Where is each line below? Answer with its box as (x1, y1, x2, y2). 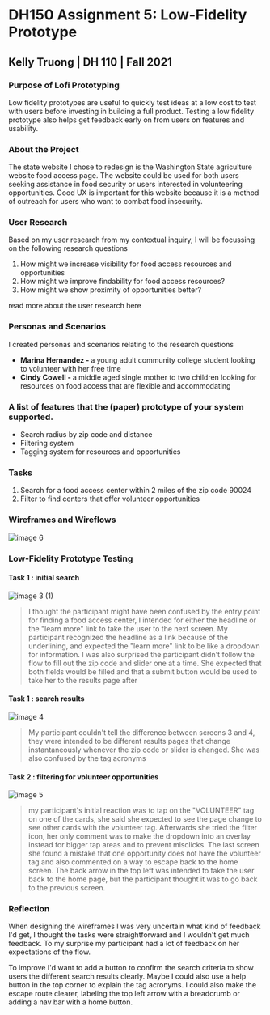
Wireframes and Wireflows (8, 514, 116, 525)
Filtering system (19, 439, 74, 448)
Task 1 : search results (8, 694, 85, 703)
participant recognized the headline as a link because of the (27, 632, 229, 642)
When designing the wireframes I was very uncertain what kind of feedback (8, 921, 261, 932)
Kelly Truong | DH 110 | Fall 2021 (8, 55, 172, 69)
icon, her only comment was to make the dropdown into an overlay (27, 831, 251, 841)
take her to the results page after (27, 675, 138, 685)
